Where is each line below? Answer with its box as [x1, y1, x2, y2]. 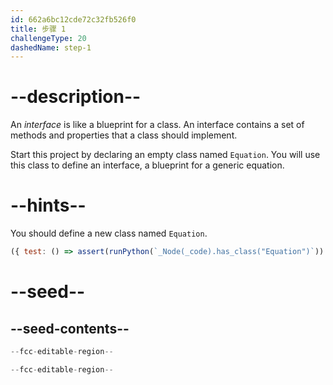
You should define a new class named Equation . [10, 227, 208, 240]
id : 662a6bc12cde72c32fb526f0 [10, 14, 137, 25]
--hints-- [10, 194, 87, 217]
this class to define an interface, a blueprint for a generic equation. [10, 159, 285, 171]
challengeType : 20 [10, 33, 87, 43]
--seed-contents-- [10, 320, 130, 337]
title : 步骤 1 [10, 24, 67, 34]
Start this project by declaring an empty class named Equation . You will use [10, 149, 321, 161]
